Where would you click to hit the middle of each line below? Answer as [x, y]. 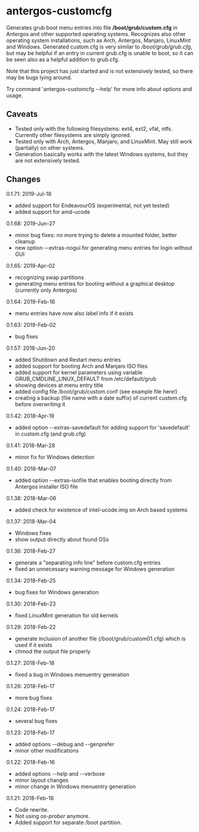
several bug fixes [36, 721]
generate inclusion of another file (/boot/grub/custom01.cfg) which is [100, 639]
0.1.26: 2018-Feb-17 [31, 686]
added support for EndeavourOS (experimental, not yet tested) [92, 205]
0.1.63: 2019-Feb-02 [31, 325]
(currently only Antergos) [46, 290]
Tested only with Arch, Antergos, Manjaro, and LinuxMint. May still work [104, 141]
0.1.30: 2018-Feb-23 [31, 604]
